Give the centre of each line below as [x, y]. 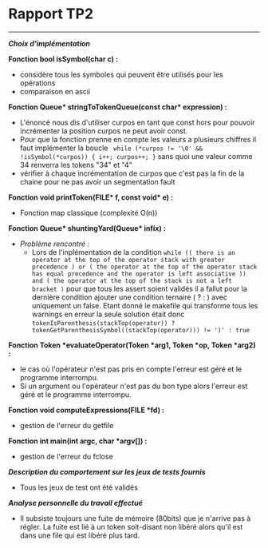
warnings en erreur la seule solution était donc [108, 314]
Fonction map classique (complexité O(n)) [89, 212]
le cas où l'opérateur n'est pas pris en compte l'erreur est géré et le [130, 369]
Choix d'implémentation [49, 43]
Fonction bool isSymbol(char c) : [63, 59]
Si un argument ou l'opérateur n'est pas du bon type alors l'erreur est [134, 386]
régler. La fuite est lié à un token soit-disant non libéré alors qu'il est [131, 526]
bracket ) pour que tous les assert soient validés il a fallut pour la [139, 288]
